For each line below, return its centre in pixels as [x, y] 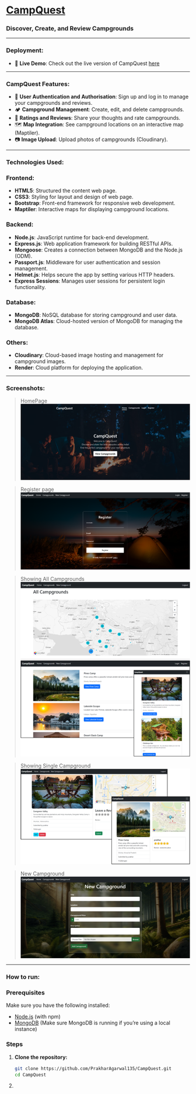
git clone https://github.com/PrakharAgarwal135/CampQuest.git [93, 1068]
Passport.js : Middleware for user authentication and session [87, 262]
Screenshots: [26, 388]
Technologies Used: [35, 162]
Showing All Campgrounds [52, 579]
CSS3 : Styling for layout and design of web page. [74, 197]
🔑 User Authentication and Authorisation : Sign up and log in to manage [101, 97]
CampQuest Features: [38, 84]
